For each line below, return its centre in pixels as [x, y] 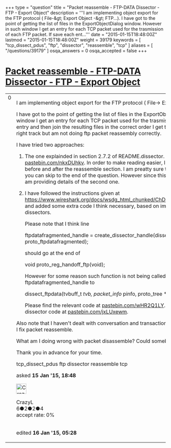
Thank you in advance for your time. [59, 352]
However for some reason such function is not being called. [96, 276]
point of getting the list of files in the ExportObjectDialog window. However [83, 23]
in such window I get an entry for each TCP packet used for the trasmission [84, 29]
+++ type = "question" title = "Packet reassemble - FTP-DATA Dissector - [82, 7]
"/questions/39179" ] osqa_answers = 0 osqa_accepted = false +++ [76, 51]
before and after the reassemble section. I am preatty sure [94, 169]
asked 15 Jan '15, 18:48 [46, 375]
